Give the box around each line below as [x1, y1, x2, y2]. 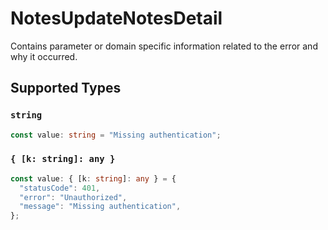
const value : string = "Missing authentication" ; [10, 130, 222, 140]
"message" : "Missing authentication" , [19, 202, 182, 212]
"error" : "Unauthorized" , [19, 192, 128, 202]
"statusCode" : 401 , [19, 183, 101, 193]
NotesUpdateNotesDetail [10, 7, 223, 30]
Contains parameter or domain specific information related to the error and [10, 40, 318, 52]
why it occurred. [10, 50, 78, 62]
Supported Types [10, 80, 122, 97]
